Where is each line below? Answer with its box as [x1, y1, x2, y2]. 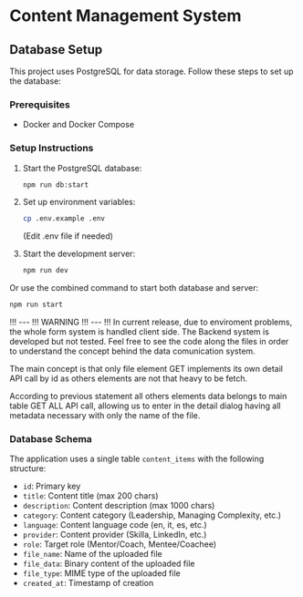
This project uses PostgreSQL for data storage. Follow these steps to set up [9, 66, 294, 77]
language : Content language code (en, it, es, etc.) [22, 520, 207, 530]
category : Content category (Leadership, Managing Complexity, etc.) [22, 510, 281, 520]
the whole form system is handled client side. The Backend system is [9, 326, 269, 337]
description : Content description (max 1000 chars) [22, 500, 215, 511]
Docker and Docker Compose [22, 119, 135, 130]
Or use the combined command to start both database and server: [9, 283, 258, 293]
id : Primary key [22, 480, 81, 492]
